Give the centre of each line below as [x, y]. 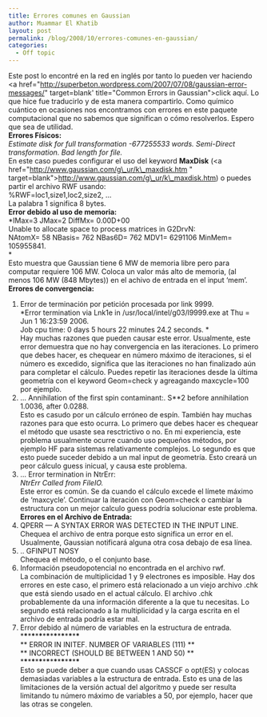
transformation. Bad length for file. [66, 152]
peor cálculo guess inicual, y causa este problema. [104, 466]
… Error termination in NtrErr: [68, 474]
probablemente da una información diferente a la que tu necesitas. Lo [135, 602]
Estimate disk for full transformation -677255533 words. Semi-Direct [122, 144]
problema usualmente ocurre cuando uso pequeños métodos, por [128, 440]
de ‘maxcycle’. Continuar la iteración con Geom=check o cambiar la [131, 500]
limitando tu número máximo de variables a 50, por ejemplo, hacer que [136, 695]
